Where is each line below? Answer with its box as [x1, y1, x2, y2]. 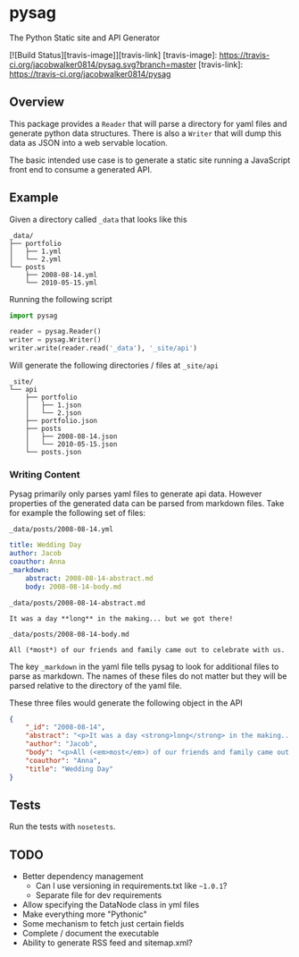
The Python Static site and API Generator [9, 32, 161, 43]
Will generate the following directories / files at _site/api [9, 360, 219, 371]
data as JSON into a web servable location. [9, 137, 168, 148]
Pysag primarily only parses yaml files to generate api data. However [9, 488, 262, 499]
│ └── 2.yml [9, 254, 62, 264]
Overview [9, 95, 65, 110]
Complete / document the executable [21, 928, 159, 939]
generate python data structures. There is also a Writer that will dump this [9, 128, 282, 139]
